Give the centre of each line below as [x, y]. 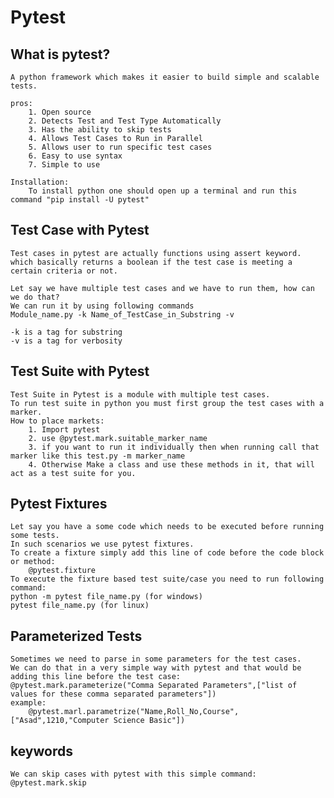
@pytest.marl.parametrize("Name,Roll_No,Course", [134, 712]
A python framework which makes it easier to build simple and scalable [165, 77]
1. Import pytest [64, 429]
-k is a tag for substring [66, 332]
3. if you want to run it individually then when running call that [174, 447]
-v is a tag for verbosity [66, 341]
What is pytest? [60, 54]
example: [28, 703]
